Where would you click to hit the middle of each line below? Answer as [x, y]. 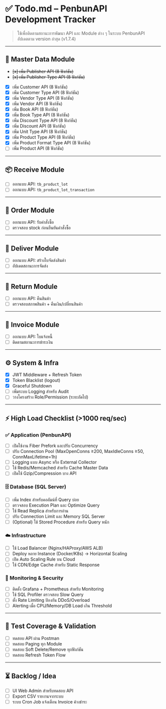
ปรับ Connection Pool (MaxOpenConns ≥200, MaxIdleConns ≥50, [78, 451]
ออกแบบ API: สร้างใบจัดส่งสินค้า [39, 260]
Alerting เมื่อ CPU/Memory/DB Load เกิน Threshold [62, 605]
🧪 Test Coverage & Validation [51, 626]
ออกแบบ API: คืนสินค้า [31, 299]
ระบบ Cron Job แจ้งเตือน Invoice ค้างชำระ [50, 702]
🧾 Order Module [30, 210]
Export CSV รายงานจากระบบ [38, 696]
